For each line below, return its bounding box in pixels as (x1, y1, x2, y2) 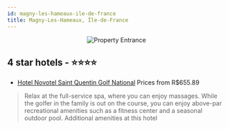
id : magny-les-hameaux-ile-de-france (7, 10, 116, 17)
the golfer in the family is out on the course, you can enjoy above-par (24, 99, 222, 108)
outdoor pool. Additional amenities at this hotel (24, 114, 158, 122)
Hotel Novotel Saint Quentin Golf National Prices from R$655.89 (17, 78, 200, 87)
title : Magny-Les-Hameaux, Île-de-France (7, 17, 129, 24)
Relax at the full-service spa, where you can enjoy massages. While (24, 92, 218, 101)
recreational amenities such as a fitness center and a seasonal (24, 107, 203, 115)
